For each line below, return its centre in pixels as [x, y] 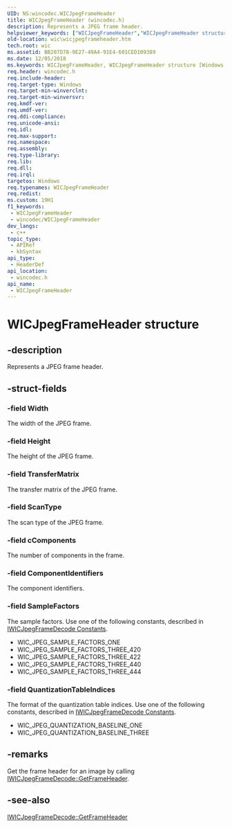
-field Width [28, 408]
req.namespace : [29, 143]
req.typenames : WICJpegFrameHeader [58, 188]
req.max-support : [32, 136]
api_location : [28, 271]
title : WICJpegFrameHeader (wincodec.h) [66, 20]
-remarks [28, 754]
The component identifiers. [46, 588]
